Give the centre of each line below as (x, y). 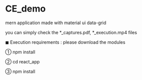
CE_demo (26, 9)
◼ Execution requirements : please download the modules (65, 42)
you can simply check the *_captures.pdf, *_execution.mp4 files (71, 32)
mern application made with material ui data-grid (56, 23)
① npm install (20, 52)
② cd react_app (23, 61)
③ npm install (20, 71)
